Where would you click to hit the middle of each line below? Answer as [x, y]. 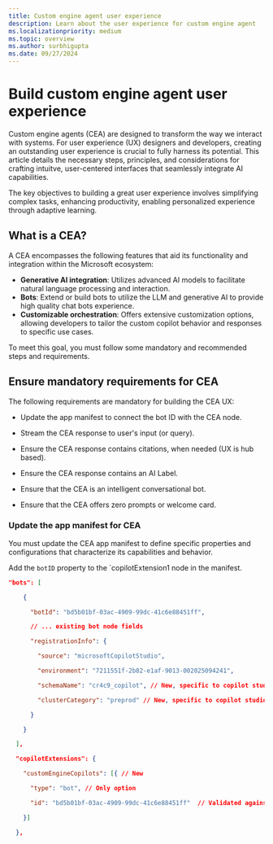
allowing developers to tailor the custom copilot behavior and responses [141, 323]
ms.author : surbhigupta [49, 46]
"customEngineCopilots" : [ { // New [83, 774]
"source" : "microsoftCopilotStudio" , [101, 656]
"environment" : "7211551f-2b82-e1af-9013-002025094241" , [136, 671]
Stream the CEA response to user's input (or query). [107, 433]
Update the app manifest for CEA [75, 526]
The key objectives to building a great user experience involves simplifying [133, 193]
